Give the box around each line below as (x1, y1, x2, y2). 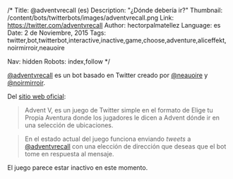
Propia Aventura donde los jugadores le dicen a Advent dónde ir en (24, 113, 220, 122)
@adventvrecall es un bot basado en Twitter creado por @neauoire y (7, 71, 208, 79)
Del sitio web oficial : (7, 92, 66, 100)
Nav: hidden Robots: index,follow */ (7, 57, 111, 66)
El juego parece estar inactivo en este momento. (7, 163, 148, 172)
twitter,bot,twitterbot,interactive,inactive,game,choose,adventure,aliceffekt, (7, 36, 227, 45)
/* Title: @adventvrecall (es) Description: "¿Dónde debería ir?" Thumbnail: (7, 6, 223, 14)
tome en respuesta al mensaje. (24, 150, 114, 158)
